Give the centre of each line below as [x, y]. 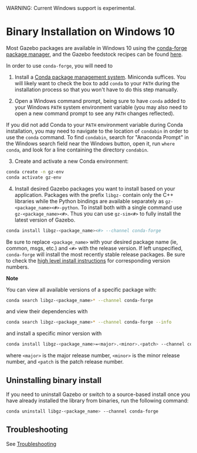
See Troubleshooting [31, 444]
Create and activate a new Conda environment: [72, 161]
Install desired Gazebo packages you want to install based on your [95, 189]
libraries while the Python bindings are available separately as [89, 201]
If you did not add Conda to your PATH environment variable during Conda [95, 125]
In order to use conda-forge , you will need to [60, 65]
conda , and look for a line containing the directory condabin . [77, 150]
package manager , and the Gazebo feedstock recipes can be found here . [94, 54]
